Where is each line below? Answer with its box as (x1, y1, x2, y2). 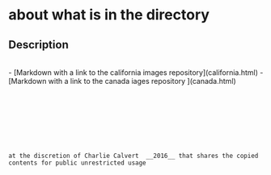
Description (8, 38, 69, 52)
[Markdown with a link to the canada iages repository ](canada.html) (8, 77, 236, 85)
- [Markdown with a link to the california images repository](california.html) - (8, 68, 264, 77)
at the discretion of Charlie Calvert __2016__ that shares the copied (8, 152, 259, 160)
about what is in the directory (8, 6, 210, 24)
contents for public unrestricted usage (8, 159, 147, 167)
